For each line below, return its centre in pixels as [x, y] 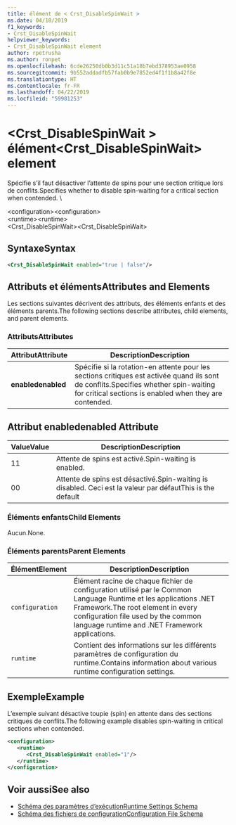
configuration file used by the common [137, 616]
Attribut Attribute [39, 354]
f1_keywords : [26, 27]
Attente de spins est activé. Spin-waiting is [126, 459]
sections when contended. [46, 728]
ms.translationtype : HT [42, 79]
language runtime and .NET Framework [138, 625]
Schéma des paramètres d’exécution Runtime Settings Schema [107, 807]
